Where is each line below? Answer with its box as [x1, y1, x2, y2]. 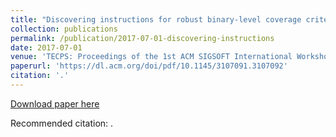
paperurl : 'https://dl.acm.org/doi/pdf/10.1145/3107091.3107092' [10, 61, 288, 71]
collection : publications [10, 24, 118, 34]
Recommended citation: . [10, 117, 114, 129]
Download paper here [10, 97, 100, 110]
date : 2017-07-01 [10, 42, 83, 53]
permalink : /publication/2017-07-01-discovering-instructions [10, 33, 275, 43]
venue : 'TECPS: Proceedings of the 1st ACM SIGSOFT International [10, 52, 293, 62]
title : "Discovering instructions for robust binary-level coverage [10, 14, 302, 25]
